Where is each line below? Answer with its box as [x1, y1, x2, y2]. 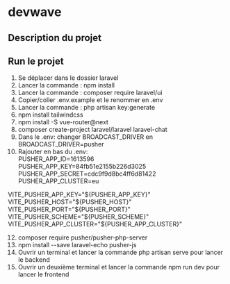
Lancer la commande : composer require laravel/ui [17, 88, 163, 97]
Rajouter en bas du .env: [17, 147, 88, 156]
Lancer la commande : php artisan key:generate [17, 103, 156, 112]
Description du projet [8, 32, 102, 44]
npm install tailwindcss [17, 110, 83, 119]
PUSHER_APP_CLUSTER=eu [17, 177, 99, 185]
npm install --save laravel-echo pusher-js [17, 241, 137, 249]
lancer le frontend [17, 270, 69, 278]
